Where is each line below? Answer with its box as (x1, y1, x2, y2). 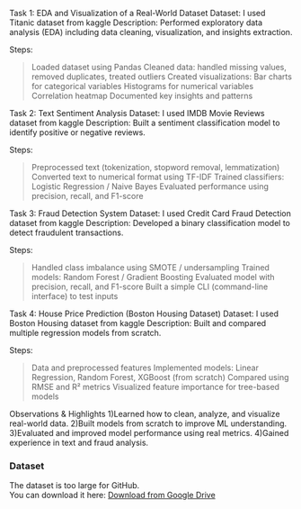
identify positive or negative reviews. (9, 127, 146, 138)
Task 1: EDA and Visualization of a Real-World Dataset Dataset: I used (9, 8, 266, 18)
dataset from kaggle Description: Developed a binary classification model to (9, 218, 290, 228)
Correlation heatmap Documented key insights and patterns (31, 90, 253, 101)
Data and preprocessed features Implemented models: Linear (31, 362, 259, 373)
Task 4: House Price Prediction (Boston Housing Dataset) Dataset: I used (9, 308, 279, 319)
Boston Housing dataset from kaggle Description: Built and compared (9, 318, 267, 328)
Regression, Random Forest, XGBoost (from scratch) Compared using (31, 372, 289, 382)
